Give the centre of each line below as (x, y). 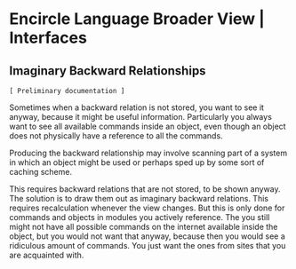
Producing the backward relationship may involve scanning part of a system (148, 153)
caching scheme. (41, 172)
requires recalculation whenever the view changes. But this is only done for (147, 208)
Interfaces (48, 38)
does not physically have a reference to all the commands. (116, 136)
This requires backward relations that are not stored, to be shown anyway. (145, 189)
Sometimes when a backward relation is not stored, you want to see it (137, 107)
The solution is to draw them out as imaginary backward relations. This (139, 198)
